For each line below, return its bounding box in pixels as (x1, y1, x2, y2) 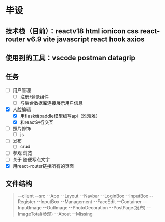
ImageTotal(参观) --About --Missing (17, 211, 93, 217)
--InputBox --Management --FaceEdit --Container (36, 198, 142, 205)
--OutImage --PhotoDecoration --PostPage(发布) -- (42, 205, 151, 211)
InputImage (17, 205, 42, 211)
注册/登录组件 (20, 93, 49, 100)
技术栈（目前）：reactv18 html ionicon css (5, 27, 139, 35)
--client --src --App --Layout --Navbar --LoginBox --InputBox (17, 193, 149, 199)
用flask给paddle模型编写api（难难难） (20, 113, 101, 119)
